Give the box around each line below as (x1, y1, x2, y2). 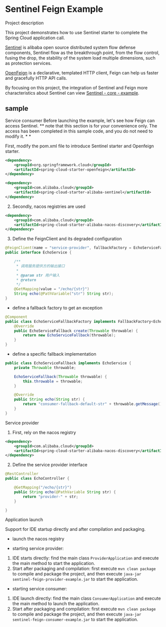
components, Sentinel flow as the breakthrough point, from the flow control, (5, 50, 160, 56)
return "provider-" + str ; (23, 494, 79, 499)
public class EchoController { (5, 476, 70, 481)
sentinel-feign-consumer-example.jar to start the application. (12, 617, 138, 623)
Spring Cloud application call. (5, 35, 65, 41)
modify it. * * (5, 133, 31, 139)
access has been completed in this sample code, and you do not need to (5, 128, 153, 134)
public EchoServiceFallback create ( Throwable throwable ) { (14, 328, 138, 333)
